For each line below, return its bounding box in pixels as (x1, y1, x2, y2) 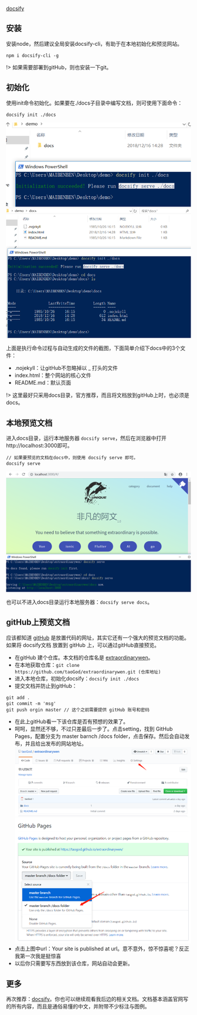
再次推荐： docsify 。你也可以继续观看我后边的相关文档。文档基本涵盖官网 (6, 996, 184, 1003)
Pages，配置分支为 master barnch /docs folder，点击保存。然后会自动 (14, 732, 185, 740)
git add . (6, 695, 30, 700)
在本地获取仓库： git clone (14, 661, 80, 668)
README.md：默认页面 (14, 379, 72, 386)
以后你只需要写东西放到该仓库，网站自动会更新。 (14, 960, 133, 967)
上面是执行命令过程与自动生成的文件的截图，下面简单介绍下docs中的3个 (6, 345, 181, 352)
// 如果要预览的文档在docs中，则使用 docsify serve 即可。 (6, 455, 138, 460)
